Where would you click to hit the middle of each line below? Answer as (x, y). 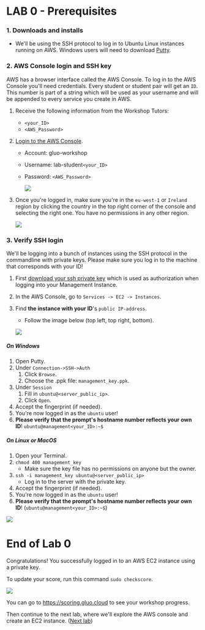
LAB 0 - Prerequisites (62, 11)
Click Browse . (40, 374)
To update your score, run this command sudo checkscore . (80, 579)
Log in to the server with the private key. (75, 482)
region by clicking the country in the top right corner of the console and (105, 206)
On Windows (23, 346)
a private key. (23, 567)
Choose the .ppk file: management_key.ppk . (77, 381)
